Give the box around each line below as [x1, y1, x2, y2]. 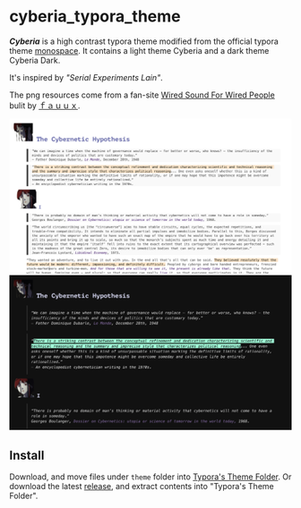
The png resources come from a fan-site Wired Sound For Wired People [9, 89, 275, 100]
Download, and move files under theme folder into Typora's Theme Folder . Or [9, 471, 292, 482]
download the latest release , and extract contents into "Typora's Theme [9, 480, 275, 491]
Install [9, 447, 45, 462]
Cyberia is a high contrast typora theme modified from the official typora [9, 36, 279, 47]
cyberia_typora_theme [9, 6, 181, 27]
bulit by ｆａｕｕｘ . [9, 100, 81, 111]
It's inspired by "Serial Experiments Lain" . [9, 72, 163, 82]
